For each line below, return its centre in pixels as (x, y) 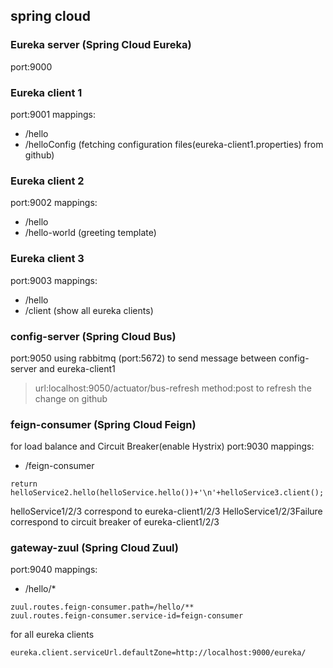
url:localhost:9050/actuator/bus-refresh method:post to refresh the (173, 388)
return (24, 484)
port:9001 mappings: (53, 114)
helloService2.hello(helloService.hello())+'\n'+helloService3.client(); (167, 493)
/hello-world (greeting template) (90, 233)
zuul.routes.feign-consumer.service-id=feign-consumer (127, 616)
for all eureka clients (52, 635)
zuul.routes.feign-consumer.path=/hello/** (102, 607)
